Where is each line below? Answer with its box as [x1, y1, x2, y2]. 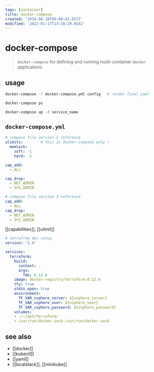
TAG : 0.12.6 [23, 272, 48, 278]
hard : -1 [14, 153, 32, 159]
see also [5, 332, 32, 341]
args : [18, 268, 30, 273]
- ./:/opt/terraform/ [14, 314, 58, 319]
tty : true [14, 282, 35, 287]
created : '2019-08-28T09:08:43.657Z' [5, 16, 83, 21]
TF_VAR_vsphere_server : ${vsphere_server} [18, 296, 107, 301]
